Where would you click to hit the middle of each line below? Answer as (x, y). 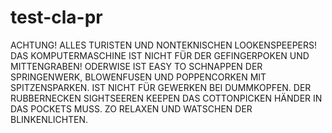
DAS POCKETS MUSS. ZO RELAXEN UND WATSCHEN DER (131, 108)
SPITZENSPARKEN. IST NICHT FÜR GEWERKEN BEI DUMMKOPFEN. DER (161, 87)
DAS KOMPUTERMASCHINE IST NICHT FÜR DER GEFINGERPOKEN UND (160, 55)
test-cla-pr (56, 17)
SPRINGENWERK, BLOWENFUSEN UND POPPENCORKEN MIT (138, 77)
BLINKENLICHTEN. (49, 119)
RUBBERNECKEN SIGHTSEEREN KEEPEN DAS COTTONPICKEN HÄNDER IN (166, 98)
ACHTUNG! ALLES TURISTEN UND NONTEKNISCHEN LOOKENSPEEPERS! (164, 45)
